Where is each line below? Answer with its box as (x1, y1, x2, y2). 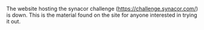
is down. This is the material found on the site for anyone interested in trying (6, 11, 198, 19)
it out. (6, 18, 21, 25)
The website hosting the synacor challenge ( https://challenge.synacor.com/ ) (6, 5, 199, 12)
